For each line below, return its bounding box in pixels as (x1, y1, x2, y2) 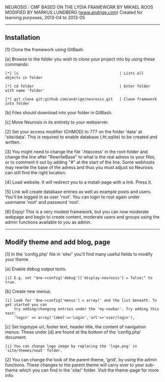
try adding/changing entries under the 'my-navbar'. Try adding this (14, 306, 160, 312)
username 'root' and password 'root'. (5, 199, 80, 205)
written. (5, 139, 21, 145)
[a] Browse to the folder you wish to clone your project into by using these (5, 56, 155, 62)
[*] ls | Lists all (5, 71, 144, 76)
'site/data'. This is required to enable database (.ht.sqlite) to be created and (5, 134, 158, 140)
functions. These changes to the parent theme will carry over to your (5, 362, 144, 368)
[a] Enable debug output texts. (5, 266, 67, 272)
